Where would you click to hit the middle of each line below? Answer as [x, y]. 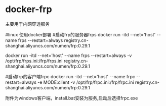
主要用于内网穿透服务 [27, 24]
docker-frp [29, 9]
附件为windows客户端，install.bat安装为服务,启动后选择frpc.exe [72, 98]
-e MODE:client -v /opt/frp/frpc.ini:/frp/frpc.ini [86, 82]
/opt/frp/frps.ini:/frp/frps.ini [34, 61]
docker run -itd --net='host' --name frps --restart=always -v [69, 55]
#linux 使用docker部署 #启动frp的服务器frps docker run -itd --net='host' [80, 34]
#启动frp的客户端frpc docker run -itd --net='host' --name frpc [70, 76]
